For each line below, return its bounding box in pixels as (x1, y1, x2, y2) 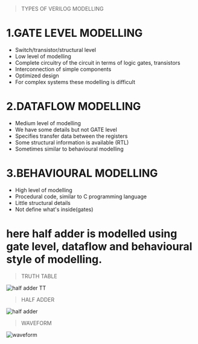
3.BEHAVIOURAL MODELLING (6, 166, 158, 180)
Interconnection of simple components (14, 65, 112, 73)
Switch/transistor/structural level (14, 46, 97, 53)
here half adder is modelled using (6, 227, 177, 241)
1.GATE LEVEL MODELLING (6, 27, 143, 40)
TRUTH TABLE (21, 272, 57, 280)
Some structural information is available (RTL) (14, 138, 129, 146)
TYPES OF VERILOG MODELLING (21, 5, 104, 12)
